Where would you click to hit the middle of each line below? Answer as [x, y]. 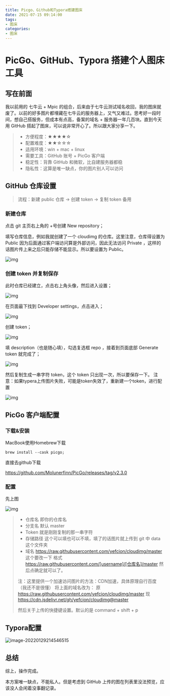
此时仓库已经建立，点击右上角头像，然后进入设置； [59, 286]
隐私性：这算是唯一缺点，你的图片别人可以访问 [74, 168]
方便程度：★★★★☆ [48, 136]
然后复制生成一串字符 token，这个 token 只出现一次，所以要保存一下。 [79, 375]
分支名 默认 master [45, 526]
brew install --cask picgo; [35, 453]
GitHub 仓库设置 [31, 186]
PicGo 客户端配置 [32, 415]
